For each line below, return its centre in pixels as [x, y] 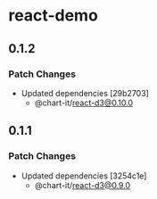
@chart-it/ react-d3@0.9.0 [83, 185]
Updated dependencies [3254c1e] [84, 176]
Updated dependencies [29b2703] [85, 93]
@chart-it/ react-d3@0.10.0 [84, 103]
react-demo [54, 16]
